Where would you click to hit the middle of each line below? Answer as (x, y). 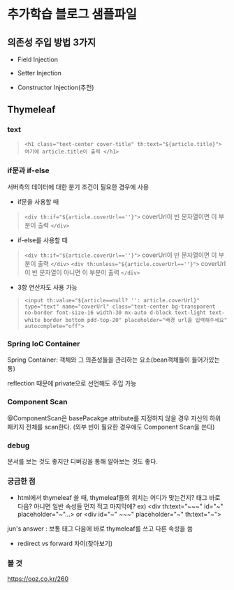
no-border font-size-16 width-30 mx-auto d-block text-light (115, 312)
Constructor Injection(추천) (56, 87)
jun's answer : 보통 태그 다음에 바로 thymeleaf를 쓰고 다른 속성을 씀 (100, 529)
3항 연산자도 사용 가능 (47, 287)
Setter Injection (39, 73)
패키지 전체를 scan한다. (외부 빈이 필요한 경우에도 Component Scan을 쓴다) (111, 427)
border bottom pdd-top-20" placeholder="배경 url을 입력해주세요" (135, 320)
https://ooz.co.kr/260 (38, 579)
